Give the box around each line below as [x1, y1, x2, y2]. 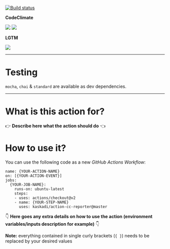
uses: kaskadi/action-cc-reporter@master [18, 204, 108, 209]
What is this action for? [5, 106, 105, 117]
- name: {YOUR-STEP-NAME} [14, 200, 69, 205]
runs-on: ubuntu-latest [14, 186, 65, 191]
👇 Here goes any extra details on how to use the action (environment [5, 213, 153, 219]
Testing [5, 67, 38, 78]
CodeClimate [5, 15, 34, 20]
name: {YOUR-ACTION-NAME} [5, 169, 60, 174]
